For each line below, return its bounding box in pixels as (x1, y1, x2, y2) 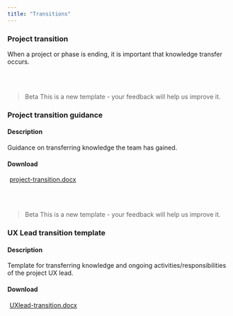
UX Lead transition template (7, 228, 106, 238)
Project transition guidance (7, 110, 103, 120)
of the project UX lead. (7, 269, 74, 277)
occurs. (7, 57, 30, 66)
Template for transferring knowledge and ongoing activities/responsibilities (7, 261, 227, 270)
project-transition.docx (9, 175, 76, 184)
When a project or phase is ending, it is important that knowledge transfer (7, 50, 223, 58)
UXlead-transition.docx (9, 300, 78, 309)
